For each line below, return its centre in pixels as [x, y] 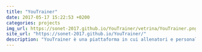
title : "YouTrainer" [32, 12]
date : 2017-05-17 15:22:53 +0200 [48, 17]
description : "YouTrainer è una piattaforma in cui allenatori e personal [102, 39]
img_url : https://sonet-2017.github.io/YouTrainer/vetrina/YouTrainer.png [102, 28]
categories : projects [33, 23]
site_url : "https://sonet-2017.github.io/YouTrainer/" [76, 34]
